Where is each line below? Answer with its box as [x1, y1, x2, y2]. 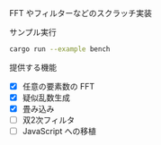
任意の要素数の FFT [22, 81, 95, 91]
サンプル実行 [9, 27, 57, 38]
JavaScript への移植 [22, 126, 96, 137]
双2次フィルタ [22, 115, 76, 125]
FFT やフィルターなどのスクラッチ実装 [9, 8, 153, 18]
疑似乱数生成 [22, 92, 70, 103]
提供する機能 [9, 62, 57, 72]
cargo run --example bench [9, 45, 111, 54]
